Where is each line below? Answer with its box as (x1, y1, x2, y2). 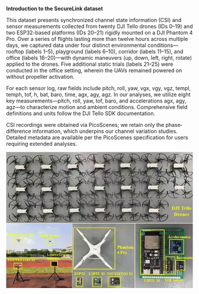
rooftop (6, 48, 24, 55)
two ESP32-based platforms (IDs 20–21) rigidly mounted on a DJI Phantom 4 (6, 29, 193, 36)
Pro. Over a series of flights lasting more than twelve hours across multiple (6, 36, 188, 42)
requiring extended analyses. (6, 140, 78, 147)
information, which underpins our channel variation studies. (32, 127, 178, 135)
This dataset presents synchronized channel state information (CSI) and (6, 17, 182, 23)
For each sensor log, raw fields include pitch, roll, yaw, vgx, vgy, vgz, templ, (6, 85, 191, 91)
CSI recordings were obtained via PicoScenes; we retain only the (6, 122, 165, 128)
